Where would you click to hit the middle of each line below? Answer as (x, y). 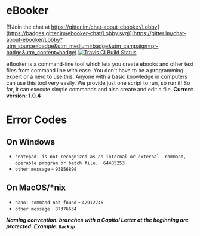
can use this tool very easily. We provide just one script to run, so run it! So (98, 83)
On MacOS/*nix (36, 188)
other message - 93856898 (46, 168)
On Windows (31, 142)
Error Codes (37, 120)
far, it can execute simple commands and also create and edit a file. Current (100, 89)
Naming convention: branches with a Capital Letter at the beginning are (98, 220)
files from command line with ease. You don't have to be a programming (95, 70)
